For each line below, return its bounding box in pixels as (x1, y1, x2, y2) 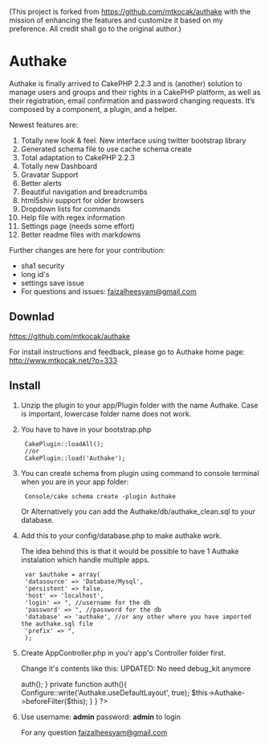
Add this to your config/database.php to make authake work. (20, 531, 222, 540)
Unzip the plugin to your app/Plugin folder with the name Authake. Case (20, 400, 259, 410)
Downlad (9, 310, 55, 324)
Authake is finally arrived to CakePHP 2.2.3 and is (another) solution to (9, 78, 243, 88)
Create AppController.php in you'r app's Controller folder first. (20, 648, 226, 657)
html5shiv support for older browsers (20, 195, 145, 205)
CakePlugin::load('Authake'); (24, 454, 126, 462)
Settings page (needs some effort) (20, 221, 135, 230)
